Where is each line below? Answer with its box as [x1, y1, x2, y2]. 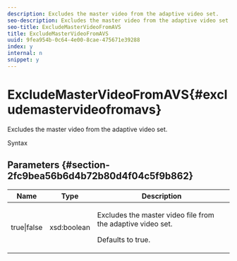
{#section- [61, 159, 111, 171]
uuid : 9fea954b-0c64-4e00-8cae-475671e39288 [7, 37, 140, 44]
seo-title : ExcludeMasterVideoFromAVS [7, 23, 121, 30]
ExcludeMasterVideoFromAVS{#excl [7, 86, 228, 102]
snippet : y [7, 56, 39, 63]
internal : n [7, 50, 42, 57]
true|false [11, 222, 43, 232]
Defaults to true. [97, 234, 150, 244]
